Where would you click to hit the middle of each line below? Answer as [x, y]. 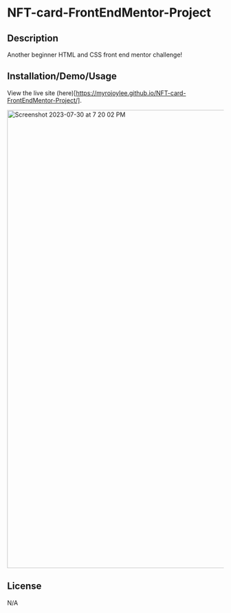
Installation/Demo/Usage [62, 76]
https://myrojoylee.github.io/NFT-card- [131, 93]
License [24, 586]
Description [33, 38]
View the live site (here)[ [42, 93]
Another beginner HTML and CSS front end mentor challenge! [95, 54]
